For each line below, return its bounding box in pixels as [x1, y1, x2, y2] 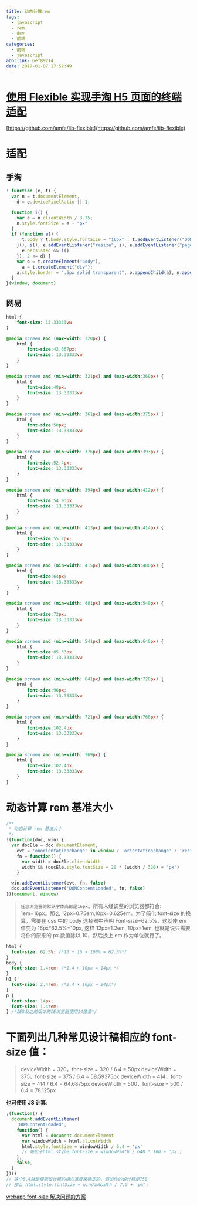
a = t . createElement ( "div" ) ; [21, 264, 93, 270]
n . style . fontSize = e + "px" [16, 221, 88, 226]
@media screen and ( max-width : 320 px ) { [6, 336, 107, 341]
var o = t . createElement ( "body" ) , [16, 259, 101, 265]
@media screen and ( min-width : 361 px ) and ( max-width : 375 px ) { [6, 411, 164, 417]
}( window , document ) [6, 280, 57, 286]
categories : [6, 42, 35, 48]
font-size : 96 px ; [27, 687, 67, 693]
